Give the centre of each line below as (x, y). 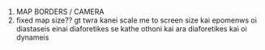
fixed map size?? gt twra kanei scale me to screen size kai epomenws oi (137, 20)
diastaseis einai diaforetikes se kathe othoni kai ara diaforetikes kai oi (131, 29)
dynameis (32, 37)
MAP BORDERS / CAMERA (60, 12)
